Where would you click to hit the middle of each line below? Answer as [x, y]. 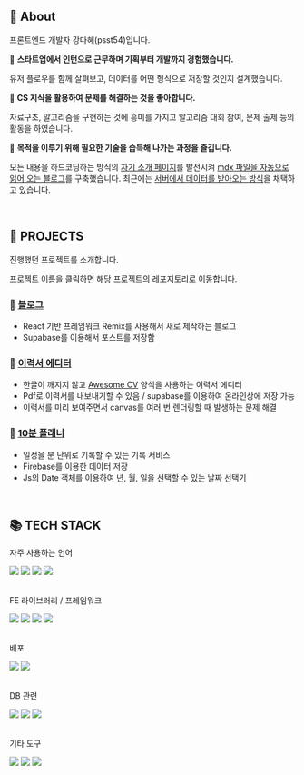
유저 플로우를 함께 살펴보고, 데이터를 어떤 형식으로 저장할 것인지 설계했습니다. [146, 78]
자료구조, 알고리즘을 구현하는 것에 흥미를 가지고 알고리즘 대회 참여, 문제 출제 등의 [152, 117]
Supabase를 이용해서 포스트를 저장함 [89, 337]
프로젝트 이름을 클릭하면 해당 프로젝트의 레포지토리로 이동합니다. [123, 279]
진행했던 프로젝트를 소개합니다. [64, 259]
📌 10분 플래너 [37, 433]
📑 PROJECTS [47, 237]
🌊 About [33, 17]
